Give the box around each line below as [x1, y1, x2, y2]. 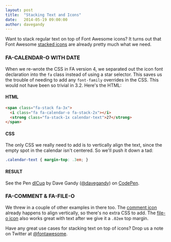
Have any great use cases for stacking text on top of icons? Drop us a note [5, 225, 164, 231]
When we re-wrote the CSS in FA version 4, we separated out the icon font [5, 66, 163, 72]
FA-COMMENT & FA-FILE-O [5, 193, 75, 200]
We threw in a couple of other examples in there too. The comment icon [5, 204, 158, 210]
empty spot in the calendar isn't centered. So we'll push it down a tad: [5, 147, 154, 154]
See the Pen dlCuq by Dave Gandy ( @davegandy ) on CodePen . [5, 180, 140, 186]
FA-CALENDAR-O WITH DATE [5, 54, 81, 62]
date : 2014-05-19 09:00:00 [5, 17, 68, 22]
